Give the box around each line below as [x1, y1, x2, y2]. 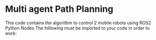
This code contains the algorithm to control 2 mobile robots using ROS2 [5, 20, 151, 26]
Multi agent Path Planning [5, 3, 113, 15]
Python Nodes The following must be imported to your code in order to [5, 25, 150, 31]
